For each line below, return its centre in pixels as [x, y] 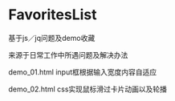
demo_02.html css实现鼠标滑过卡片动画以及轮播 [87, 89]
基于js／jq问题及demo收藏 [52, 38]
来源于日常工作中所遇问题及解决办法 [68, 55]
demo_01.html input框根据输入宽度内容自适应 [83, 72]
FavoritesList [53, 15]
